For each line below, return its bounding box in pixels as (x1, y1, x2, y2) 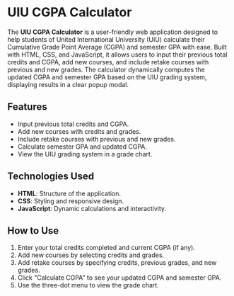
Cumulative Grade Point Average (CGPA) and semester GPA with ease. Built (7, 42, 228, 51)
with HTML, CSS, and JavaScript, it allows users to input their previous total (7, 50, 228, 59)
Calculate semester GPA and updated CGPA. (17, 142, 147, 151)
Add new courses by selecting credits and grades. (17, 251, 165, 259)
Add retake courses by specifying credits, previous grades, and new (17, 258, 217, 267)
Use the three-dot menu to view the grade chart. (17, 281, 159, 290)
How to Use (7, 224, 59, 237)
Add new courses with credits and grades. (17, 127, 141, 135)
